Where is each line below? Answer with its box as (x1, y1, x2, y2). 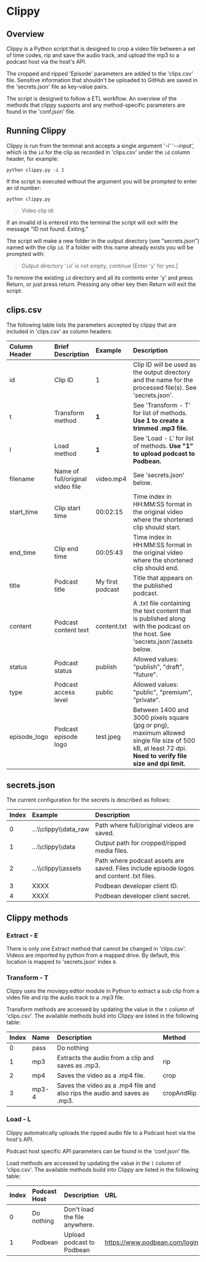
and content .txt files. (94, 872, 156, 880)
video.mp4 (95, 474, 127, 483)
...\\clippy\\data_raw (32, 825, 90, 834)
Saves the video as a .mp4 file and (57, 1082, 156, 1090)
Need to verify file (132, 751, 187, 760)
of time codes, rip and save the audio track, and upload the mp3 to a (6, 52, 180, 59)
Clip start (54, 503, 81, 512)
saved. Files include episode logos (94, 864, 194, 873)
